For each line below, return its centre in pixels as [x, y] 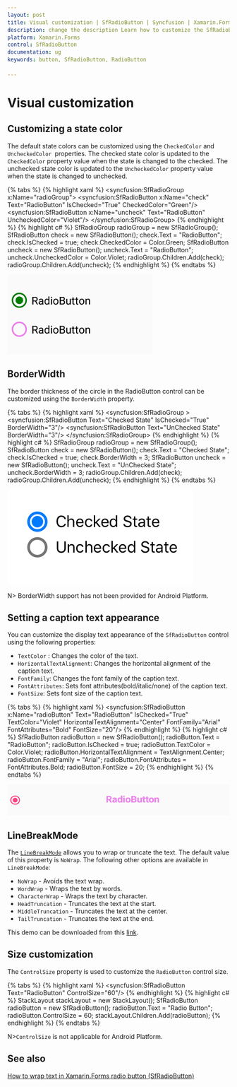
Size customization [50, 954]
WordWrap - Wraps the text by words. [70, 889]
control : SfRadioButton [42, 45]
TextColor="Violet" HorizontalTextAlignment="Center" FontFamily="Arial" [114, 722]
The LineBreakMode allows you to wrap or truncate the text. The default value [119, 852]
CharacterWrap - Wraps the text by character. [83, 896]
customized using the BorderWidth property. [71, 399]
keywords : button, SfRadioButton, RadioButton [77, 60]
